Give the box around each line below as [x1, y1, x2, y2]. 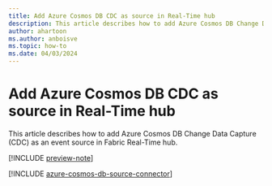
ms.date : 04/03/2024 [8, 50, 79, 58]
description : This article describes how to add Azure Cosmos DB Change [8, 19, 259, 28]
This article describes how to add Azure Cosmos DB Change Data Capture [8, 128, 257, 138]
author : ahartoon [8, 27, 67, 35]
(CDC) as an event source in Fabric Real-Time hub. [8, 137, 178, 147]
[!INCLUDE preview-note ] [8, 153, 94, 162]
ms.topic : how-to [8, 42, 67, 50]
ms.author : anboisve [8, 34, 79, 43]
